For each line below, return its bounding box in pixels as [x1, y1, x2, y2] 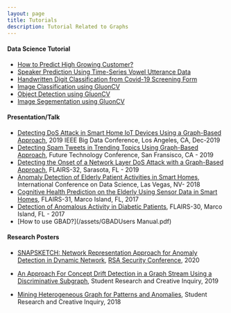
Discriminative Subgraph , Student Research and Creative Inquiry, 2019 [17, 276, 219, 285]
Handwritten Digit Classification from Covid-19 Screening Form [17, 74, 198, 83]
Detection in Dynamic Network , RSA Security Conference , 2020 [17, 255, 200, 264]
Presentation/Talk [7, 113, 60, 122]
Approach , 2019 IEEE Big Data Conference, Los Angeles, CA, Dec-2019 [17, 136, 221, 144]
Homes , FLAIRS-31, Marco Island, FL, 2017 [17, 195, 139, 203]
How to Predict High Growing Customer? [17, 60, 134, 68]
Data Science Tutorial [7, 45, 71, 53]
